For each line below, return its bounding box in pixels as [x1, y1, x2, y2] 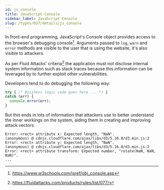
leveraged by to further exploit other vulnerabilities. [5, 71, 108, 77]
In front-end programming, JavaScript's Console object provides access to [5, 34, 156, 40]
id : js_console [5, 7, 36, 12]
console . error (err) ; [9, 99, 51, 104]
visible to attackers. [5, 50, 45, 56]
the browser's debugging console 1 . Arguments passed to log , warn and [5, 39, 147, 46]
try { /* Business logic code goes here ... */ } [5, 89, 108, 95]
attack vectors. [5, 122, 35, 128]
